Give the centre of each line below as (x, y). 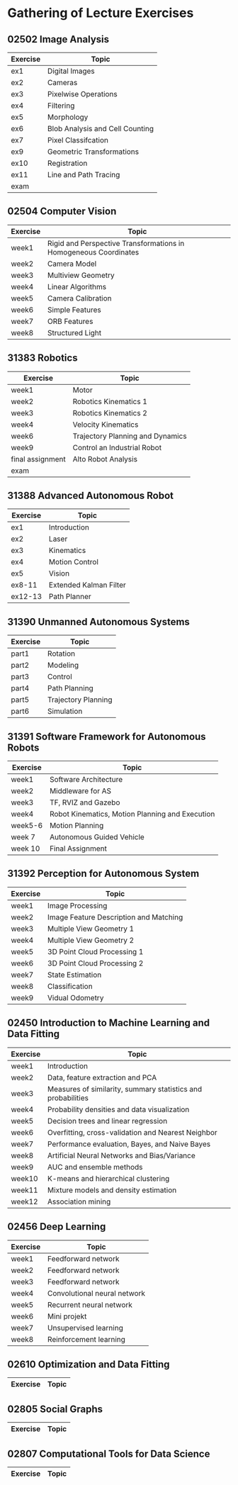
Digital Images (71, 71)
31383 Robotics (42, 358)
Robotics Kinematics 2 (110, 413)
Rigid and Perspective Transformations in (116, 243)
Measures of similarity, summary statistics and (125, 1089)
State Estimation (74, 975)
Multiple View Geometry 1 (91, 929)
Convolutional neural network (96, 1293)
